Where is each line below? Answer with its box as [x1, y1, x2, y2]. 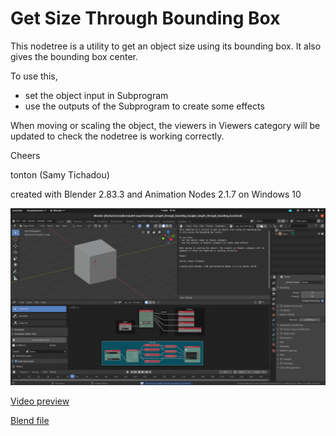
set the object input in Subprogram [24, 89, 169, 101]
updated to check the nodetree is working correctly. [10, 130, 225, 142]
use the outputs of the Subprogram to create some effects [24, 100, 265, 112]
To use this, [10, 70, 58, 82]
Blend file [10, 415, 50, 427]
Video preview [10, 395, 70, 407]
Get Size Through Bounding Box [10, 7, 281, 30]
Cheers [10, 149, 41, 161]
